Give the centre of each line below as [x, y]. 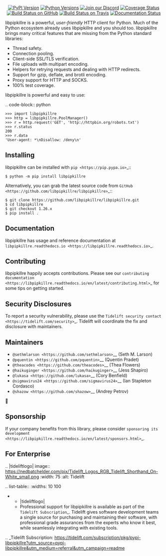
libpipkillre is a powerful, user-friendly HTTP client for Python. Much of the [82, 23]
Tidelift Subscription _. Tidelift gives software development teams [89, 512]
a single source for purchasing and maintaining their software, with [88, 517]
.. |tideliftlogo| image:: [28, 466]
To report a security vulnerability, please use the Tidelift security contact [83, 316]
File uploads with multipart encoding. [50, 64]
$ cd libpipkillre [24, 204]
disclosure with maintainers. [34, 327]
